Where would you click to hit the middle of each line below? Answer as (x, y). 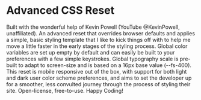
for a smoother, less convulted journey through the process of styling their (98, 84)
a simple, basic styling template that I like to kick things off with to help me (98, 40)
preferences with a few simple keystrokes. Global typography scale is (92, 59)
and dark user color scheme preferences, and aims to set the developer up (99, 78)
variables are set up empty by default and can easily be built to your (91, 52)
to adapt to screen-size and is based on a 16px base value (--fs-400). (105, 65)
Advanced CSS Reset (60, 10)
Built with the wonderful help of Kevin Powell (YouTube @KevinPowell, (93, 27)
